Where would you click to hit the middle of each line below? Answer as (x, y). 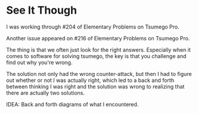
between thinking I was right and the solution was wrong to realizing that (95, 86)
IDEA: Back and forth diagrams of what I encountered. (72, 104)
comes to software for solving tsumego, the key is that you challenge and (96, 56)
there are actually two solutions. (46, 93)
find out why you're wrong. (39, 62)
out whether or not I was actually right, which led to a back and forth (90, 80)
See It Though (42, 10)
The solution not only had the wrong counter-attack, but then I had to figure (99, 74)
